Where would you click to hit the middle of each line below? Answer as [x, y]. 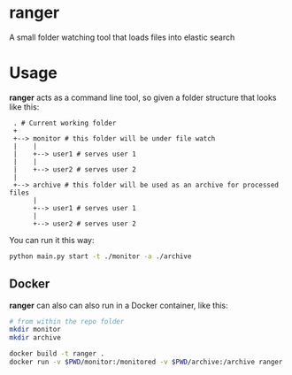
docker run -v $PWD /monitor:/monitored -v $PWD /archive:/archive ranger [146, 362]
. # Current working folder [65, 123]
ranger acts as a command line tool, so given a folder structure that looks [143, 97]
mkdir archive [35, 338]
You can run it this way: [52, 240]
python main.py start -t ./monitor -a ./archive [100, 256]
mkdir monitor [35, 330]
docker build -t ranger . [57, 354]
